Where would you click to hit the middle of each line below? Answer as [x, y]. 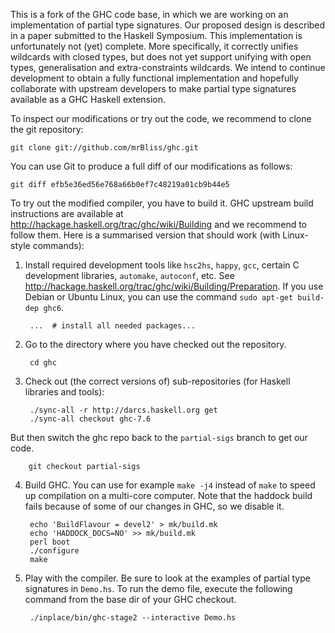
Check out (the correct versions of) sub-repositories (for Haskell [157, 381]
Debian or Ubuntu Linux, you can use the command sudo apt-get [159, 297]
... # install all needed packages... [112, 326]
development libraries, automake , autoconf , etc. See [129, 275]
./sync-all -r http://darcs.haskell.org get [123, 410]
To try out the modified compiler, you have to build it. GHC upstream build [162, 203]
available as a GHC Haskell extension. [88, 99]
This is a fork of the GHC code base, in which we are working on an [149, 14]
